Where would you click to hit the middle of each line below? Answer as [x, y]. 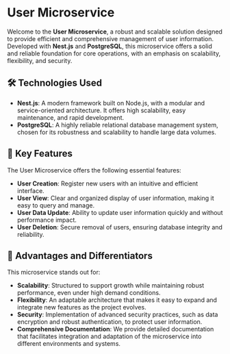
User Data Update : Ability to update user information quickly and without [120, 212]
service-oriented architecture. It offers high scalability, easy [101, 110]
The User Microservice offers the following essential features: [94, 170]
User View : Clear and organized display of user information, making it [115, 198]
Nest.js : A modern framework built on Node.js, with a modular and [111, 103]
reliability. [30, 234]
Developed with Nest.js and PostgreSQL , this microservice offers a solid [110, 46]
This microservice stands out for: [54, 273]
